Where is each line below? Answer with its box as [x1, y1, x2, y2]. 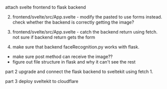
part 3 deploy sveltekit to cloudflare [5, 78, 78, 84]
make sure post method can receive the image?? [12, 53, 113, 59]
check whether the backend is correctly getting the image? [12, 19, 134, 25]
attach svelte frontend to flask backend [5, 4, 86, 10]
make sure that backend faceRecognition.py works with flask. [12, 44, 139, 49]
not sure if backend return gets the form [12, 34, 95, 40]
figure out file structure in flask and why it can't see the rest [12, 59, 136, 64]
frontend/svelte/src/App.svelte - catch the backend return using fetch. [12, 29, 157, 34]
